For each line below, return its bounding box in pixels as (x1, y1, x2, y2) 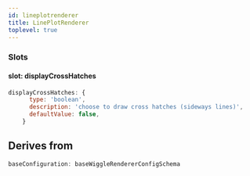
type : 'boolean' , (28, 95, 86, 104)
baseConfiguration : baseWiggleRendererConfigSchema (8, 160, 180, 168)
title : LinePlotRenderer (8, 19, 89, 27)
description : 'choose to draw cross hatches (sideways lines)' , (28, 103, 244, 111)
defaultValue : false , (28, 110, 100, 118)
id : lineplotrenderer (8, 11, 79, 20)
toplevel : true (8, 26, 58, 34)
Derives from (8, 139, 73, 153)
